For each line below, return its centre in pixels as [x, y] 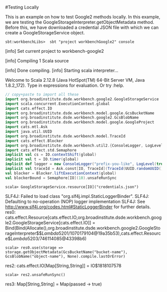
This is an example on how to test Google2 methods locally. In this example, [83, 17]
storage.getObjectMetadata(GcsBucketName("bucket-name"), [66, 252]
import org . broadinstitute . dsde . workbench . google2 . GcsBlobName [72, 118]
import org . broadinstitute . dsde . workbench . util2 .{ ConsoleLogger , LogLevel [84, 146]
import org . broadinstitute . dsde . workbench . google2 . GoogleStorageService [82, 99]
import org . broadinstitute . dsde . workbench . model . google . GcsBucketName [80, 113]
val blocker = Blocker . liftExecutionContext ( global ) [61, 173]
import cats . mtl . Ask [27, 127]
